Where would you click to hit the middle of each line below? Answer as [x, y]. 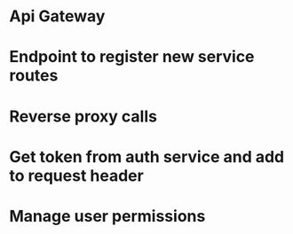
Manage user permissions [107, 216]
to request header [76, 175]
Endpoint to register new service [132, 57]
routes [34, 76]
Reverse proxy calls [83, 116]
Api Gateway [57, 16]
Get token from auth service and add [147, 156]
